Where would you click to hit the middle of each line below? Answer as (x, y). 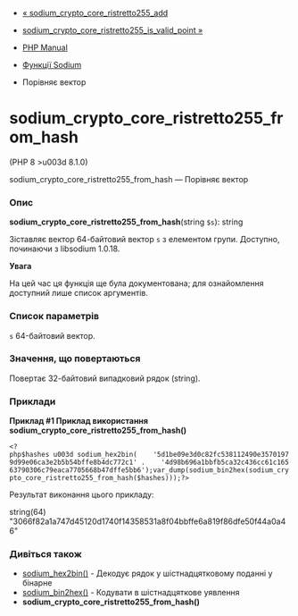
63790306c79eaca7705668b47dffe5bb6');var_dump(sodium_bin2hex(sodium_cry (149, 470)
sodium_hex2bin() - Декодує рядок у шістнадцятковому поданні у (147, 574)
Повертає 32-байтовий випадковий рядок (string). (105, 378)
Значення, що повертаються (75, 359)
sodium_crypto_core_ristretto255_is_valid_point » (112, 30)
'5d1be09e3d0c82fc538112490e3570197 (221, 455)
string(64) (28, 512)
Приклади (33, 401)
